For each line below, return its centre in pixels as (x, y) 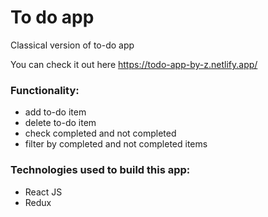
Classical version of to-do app (72, 45)
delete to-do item (60, 123)
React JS (43, 192)
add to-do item (55, 112)
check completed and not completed (100, 133)
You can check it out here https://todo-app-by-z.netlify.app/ (134, 64)
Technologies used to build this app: (100, 170)
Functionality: (45, 90)
